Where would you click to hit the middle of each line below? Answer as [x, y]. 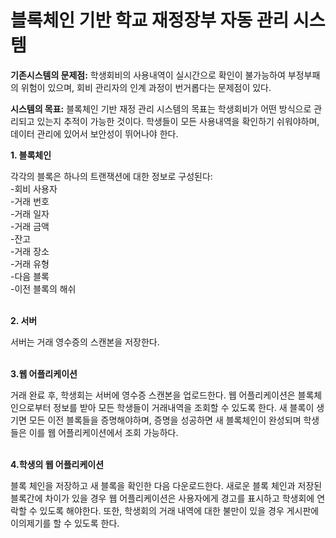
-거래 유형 [30, 263]
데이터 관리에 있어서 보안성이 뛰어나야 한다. [94, 133]
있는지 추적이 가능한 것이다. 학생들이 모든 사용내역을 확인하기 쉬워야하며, [178, 121]
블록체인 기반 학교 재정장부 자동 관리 [150, 20]
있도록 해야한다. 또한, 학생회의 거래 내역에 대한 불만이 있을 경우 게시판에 [179, 510]
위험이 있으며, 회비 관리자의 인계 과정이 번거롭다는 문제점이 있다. [146, 87]
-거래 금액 [30, 226]
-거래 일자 [30, 213]
